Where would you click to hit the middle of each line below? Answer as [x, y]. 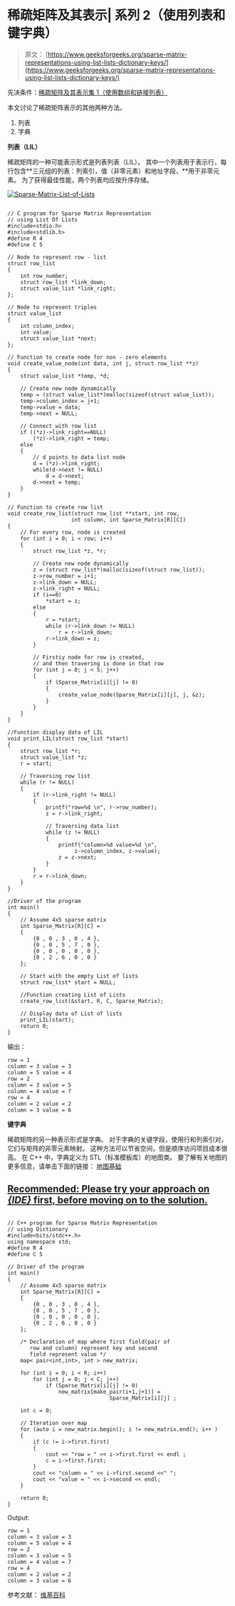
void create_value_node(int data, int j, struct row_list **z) [103, 363]
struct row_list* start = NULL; [68, 982]
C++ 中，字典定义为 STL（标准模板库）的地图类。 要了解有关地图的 [129, 1157]
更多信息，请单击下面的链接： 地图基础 [64, 1166]
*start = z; [63, 601]
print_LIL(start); [47, 1019]
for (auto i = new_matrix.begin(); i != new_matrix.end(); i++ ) [119, 1429]
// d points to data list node [79, 457]
